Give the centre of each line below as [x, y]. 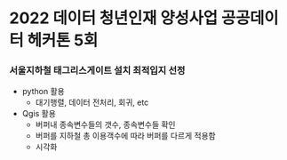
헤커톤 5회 [63, 40]
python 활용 [43, 92]
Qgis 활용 [39, 114]
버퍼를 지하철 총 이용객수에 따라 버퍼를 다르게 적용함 [125, 136]
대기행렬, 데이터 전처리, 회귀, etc [92, 102]
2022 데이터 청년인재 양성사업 [114, 18]
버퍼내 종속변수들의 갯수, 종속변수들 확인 [105, 124]
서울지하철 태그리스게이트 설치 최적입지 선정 [97, 70]
